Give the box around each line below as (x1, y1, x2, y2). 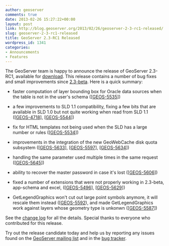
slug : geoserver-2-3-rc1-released (5, 31, 78, 36)
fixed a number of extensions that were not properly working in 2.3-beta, (12, 179, 164, 186)
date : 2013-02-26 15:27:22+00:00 (5, 17, 76, 22)
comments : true (5, 12, 37, 17)
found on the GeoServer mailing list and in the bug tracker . (5, 235, 127, 241)
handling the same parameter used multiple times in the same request (12, 154, 158, 160)
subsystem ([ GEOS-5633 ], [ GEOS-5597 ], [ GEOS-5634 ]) (12, 145, 130, 151)
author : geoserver (5, 7, 44, 13)
